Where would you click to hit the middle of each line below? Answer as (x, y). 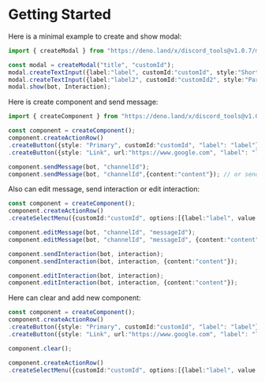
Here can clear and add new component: (75, 298)
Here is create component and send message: (83, 102)
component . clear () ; (40, 348)
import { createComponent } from (63, 117)
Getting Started (60, 15)
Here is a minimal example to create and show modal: (95, 36)
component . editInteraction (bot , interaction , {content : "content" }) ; (123, 283)
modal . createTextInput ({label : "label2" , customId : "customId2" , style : (127, 80)
